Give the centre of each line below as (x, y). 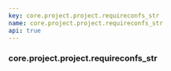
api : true (25, 30)
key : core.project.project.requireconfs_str (84, 16)
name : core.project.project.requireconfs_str (85, 23)
